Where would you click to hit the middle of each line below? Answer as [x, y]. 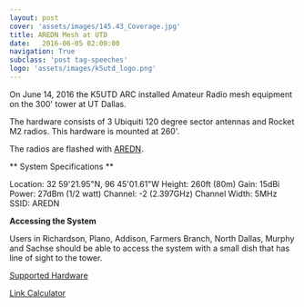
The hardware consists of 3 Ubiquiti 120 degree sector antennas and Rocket [152, 121]
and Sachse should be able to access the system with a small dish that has [150, 248]
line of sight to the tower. [56, 257]
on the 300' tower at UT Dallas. [68, 104]
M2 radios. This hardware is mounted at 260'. [95, 131]
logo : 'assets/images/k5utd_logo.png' [83, 69]
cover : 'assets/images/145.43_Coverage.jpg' [95, 26]
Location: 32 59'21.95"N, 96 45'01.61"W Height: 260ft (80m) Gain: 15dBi [145, 183]
